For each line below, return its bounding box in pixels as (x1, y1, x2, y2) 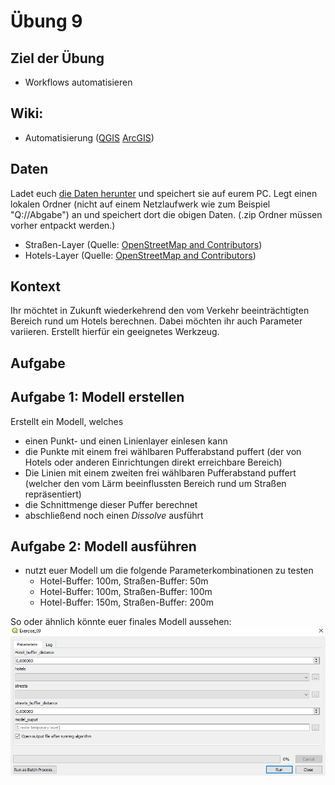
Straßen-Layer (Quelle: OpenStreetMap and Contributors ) (24, 238, 263, 250)
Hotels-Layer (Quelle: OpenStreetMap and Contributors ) (24, 249, 257, 261)
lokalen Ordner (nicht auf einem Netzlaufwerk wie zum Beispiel (10, 198, 271, 210)
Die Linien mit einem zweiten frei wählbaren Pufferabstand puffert (24, 466, 297, 479)
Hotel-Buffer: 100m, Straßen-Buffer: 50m (39, 575, 209, 587)
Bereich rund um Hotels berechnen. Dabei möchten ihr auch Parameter (10, 315, 303, 327)
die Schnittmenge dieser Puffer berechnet (24, 498, 198, 510)
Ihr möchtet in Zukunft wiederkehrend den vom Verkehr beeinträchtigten (10, 305, 310, 317)
